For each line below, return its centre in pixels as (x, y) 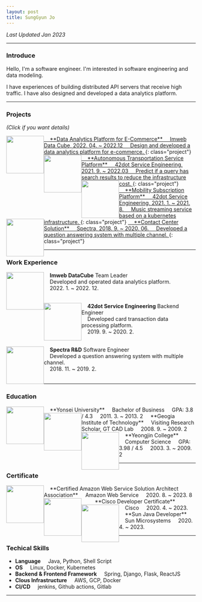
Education (22, 397)
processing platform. (107, 326)
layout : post (23, 12)
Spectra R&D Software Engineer (89, 350)
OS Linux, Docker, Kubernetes (55, 568)
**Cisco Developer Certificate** (135, 501)
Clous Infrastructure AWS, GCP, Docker (68, 580)
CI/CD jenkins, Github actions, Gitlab (63, 587)
